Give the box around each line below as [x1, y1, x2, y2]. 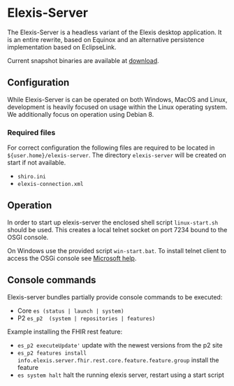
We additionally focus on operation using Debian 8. [7, 110, 154, 118]
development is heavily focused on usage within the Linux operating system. [7, 103, 228, 111]
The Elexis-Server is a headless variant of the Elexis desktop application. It [7, 28, 222, 36]
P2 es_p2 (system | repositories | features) [17, 313, 156, 322]
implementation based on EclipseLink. [7, 43, 117, 51]
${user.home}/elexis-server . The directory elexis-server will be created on [7, 151, 227, 159]
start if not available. [7, 159, 66, 167]
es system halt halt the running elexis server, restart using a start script [17, 371, 225, 379]
